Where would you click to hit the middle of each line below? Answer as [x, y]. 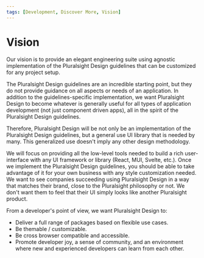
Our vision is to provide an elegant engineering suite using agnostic [91, 59]
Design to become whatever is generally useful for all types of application [99, 103]
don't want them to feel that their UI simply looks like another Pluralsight [97, 192]
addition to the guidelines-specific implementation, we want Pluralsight [95, 97]
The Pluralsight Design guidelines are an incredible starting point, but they [99, 84]
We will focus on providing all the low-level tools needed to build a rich [95, 153]
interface [18, 160]
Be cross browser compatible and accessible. [72, 235]
